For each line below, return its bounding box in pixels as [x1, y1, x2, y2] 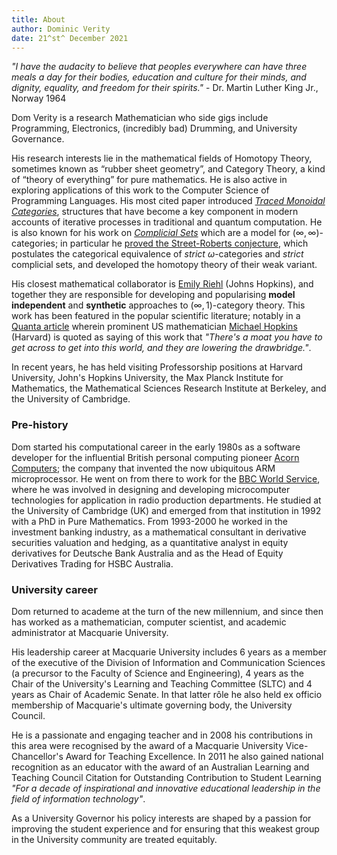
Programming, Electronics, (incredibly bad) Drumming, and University [11, 122, 298, 135]
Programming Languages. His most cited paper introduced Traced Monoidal [11, 195, 326, 207]
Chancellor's [11, 750, 64, 762]
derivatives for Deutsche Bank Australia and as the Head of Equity [11, 547, 284, 559]
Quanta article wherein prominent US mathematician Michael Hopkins [11, 321, 298, 333]
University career [11, 582, 98, 596]
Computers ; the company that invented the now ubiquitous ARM [11, 462, 276, 474]
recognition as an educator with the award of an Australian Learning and [11, 761, 310, 773]
